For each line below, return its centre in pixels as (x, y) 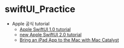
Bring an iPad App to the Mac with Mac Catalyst (69, 40)
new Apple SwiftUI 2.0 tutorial (50, 34)
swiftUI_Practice (40, 9)
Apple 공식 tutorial (31, 23)
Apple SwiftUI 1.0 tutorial (45, 29)
